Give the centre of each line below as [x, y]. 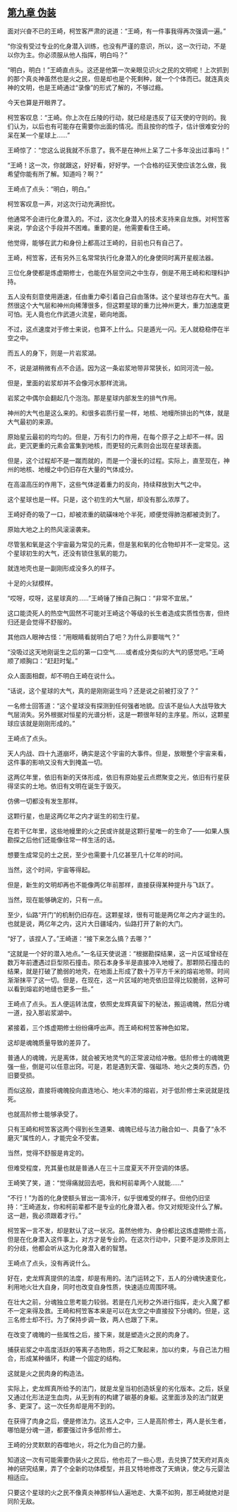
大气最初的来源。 [32, 421]
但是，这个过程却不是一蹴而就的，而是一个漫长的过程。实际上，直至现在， [115, 460]
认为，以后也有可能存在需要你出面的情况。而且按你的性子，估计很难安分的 [121, 126]
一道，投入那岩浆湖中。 [41, 1012]
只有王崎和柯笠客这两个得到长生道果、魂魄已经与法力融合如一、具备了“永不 [117, 1129]
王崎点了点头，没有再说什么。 [50, 1263]
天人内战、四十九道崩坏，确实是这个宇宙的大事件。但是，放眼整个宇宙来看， [119, 753]
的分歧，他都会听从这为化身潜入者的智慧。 [69, 1248]
